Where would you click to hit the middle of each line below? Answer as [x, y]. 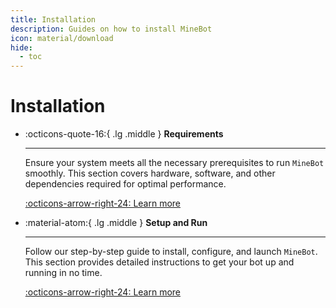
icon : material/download [62, 38]
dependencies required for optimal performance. [125, 184]
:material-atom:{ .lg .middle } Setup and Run [116, 223]
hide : [21, 47]
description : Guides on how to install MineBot [111, 29]
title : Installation [53, 19]
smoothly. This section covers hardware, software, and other [150, 173]
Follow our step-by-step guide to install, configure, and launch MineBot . [171, 252]
